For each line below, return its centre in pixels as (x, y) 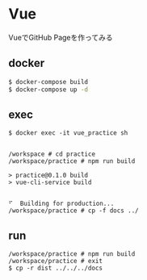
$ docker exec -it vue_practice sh (68, 133)
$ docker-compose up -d (48, 90)
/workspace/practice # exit (56, 261)
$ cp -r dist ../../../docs (56, 268)
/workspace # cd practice (52, 154)
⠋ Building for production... (61, 204)
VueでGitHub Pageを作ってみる (61, 37)
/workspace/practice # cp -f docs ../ (73, 211)
